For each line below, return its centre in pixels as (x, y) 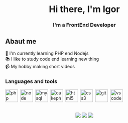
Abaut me (21, 41)
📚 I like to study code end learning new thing (52, 59)
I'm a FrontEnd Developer (84, 25)
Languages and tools (31, 81)
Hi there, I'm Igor (84, 9)
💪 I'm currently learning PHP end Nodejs (47, 53)
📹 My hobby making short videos (40, 66)
